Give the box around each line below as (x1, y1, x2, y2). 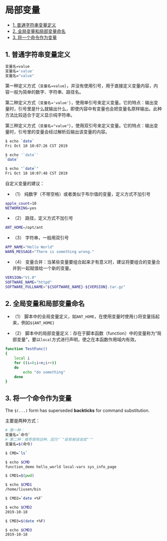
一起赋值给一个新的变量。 (21, 265, 74, 271)
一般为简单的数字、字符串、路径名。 (9, 89, 83, 95)
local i (14, 356, 30, 361)
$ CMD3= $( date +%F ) (5, 519, 46, 524)
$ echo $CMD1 (5, 482, 32, 487)
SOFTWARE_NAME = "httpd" (5, 279, 52, 284)
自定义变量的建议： (5, 180, 45, 186)
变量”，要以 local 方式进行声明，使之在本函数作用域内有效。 (16, 337, 139, 343)
